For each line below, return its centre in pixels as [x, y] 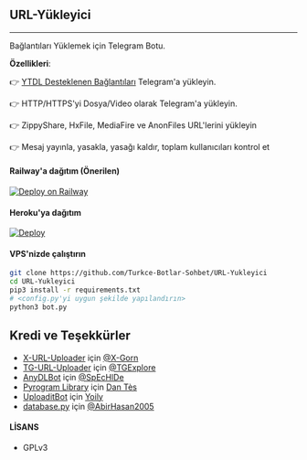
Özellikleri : [31, 63]
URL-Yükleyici [50, 15]
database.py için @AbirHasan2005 [88, 406]
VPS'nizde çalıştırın [48, 253]
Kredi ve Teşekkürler [70, 336]
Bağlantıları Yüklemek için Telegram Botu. [88, 46]
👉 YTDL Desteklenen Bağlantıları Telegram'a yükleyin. [113, 81]
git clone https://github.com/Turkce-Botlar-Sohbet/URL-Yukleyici [138, 273]
